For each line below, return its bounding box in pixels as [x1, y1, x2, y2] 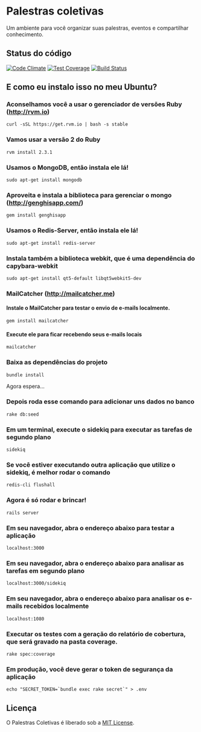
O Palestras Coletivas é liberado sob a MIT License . [6, 719, 135, 727]
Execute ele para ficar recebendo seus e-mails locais [6, 330, 142, 338]
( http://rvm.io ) [6, 108, 50, 116]
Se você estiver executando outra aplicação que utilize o [6, 461, 176, 469]
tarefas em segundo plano [6, 567, 85, 575]
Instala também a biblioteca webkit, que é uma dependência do [6, 254, 195, 262]
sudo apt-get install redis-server [6, 240, 96, 246]
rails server [6, 510, 39, 516]
